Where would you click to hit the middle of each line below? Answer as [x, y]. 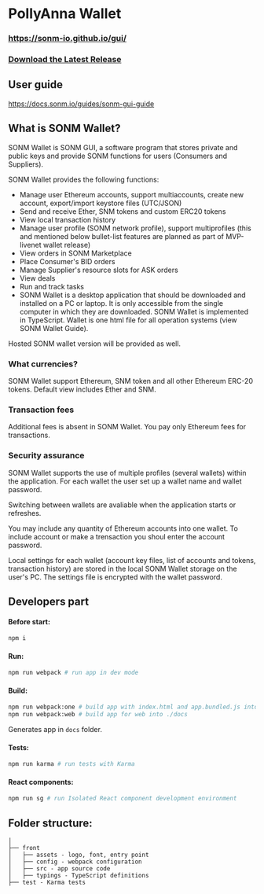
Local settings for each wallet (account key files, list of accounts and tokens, [132, 560]
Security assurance [46, 455]
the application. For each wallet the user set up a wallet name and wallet [125, 481]
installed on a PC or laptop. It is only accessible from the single [121, 303]
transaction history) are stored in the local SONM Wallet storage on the [123, 568]
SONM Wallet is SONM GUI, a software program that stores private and [123, 147]
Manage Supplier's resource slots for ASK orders [99, 270]
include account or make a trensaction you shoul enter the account [117, 536]
